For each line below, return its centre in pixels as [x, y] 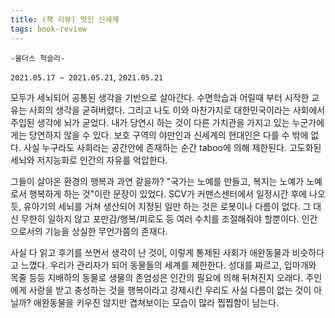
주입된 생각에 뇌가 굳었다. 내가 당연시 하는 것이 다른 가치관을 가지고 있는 [150, 122]
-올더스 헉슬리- [38, 58]
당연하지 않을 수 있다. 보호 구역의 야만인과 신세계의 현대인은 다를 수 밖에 [168, 135]
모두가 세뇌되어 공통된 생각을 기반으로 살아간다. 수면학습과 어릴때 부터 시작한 [160, 97]
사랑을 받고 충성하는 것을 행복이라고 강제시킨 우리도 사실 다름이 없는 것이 [170, 290]
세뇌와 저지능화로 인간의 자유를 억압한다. [89, 160]
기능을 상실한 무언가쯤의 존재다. [106, 231]
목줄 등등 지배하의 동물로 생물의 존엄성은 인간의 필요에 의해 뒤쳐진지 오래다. [157, 277]
